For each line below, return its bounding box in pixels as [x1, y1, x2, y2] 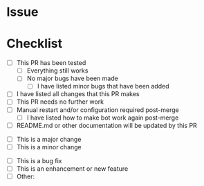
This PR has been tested [16, 59, 86, 67]
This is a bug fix [16, 156, 62, 165]
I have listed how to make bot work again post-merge [26, 113, 179, 122]
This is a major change [16, 135, 82, 143]
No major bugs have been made [26, 74, 118, 83]
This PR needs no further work [16, 97, 104, 106]
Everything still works [26, 66, 89, 75]
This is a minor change [16, 142, 82, 151]
